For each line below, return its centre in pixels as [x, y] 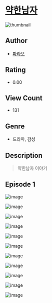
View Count [24, 98]
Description [24, 155]
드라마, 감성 [24, 139]
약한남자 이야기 [32, 168]
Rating [15, 70]
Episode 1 [20, 184]
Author [16, 41]
